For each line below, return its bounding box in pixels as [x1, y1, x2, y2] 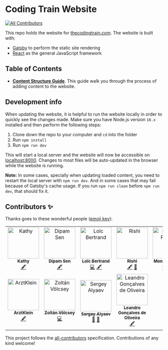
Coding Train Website [5, 4, 97, 15]
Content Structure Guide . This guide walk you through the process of [12, 78, 157, 84]
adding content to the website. [12, 83, 76, 89]
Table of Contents [5, 65, 62, 73]
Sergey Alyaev [80, 311, 111, 316]
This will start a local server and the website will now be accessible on [5, 152, 150, 158]
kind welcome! [5, 340, 35, 346]
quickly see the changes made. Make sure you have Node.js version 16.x [5, 116, 156, 122]
